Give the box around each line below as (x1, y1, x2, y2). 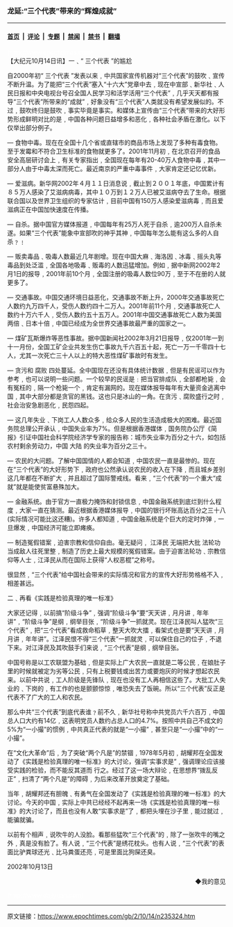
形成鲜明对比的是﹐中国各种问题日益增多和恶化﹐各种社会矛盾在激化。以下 (12, 115, 226, 123)
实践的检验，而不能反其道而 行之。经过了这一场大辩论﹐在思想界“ (12, 766, 200, 774)
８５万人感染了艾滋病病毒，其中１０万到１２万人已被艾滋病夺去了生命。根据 (7, 188, 226, 196)
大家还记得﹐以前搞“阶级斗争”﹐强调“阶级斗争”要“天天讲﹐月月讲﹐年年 (7, 608, 209, 617)
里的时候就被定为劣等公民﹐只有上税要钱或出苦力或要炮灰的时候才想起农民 (7, 666, 220, 675)
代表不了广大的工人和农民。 (7, 693, 87, 701)
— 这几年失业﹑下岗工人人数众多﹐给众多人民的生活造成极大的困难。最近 (7, 415, 216, 424)
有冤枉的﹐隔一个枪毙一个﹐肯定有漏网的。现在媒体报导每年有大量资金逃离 (7, 383, 220, 392)
